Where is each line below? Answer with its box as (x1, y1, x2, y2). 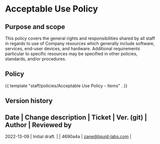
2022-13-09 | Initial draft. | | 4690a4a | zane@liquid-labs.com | (5, 134, 132, 140)
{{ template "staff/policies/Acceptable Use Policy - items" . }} (5, 83, 128, 88)
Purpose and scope (5, 23, 65, 31)
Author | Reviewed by (5, 121, 72, 129)
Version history (5, 97, 53, 105)
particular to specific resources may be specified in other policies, (5, 51, 138, 57)
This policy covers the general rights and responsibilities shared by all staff (5, 35, 155, 41)
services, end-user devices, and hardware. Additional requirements (5, 46, 140, 51)
